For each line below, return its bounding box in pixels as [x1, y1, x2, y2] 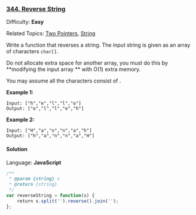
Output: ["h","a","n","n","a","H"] [6, 133, 95, 139]
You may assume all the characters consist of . [6, 77, 121, 85]
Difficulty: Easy [6, 19, 44, 26]
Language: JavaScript [6, 159, 62, 166]
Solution [6, 145, 28, 152]
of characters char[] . [6, 48, 59, 55]
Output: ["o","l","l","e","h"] [6, 106, 84, 112]
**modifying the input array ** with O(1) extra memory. [6, 66, 141, 73]
